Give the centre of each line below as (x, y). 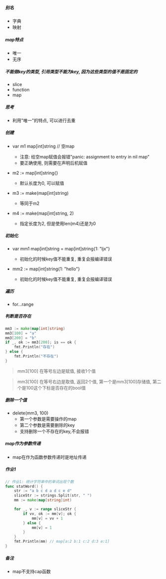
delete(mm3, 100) (30, 413)
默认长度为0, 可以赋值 (42, 183)
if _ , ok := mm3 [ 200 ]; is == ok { (41, 342)
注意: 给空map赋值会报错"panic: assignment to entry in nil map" (84, 157)
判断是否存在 (18, 316)
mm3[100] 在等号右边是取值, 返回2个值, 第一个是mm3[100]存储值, (84, 381)
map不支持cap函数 (31, 571)
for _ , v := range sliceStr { (45, 509)
